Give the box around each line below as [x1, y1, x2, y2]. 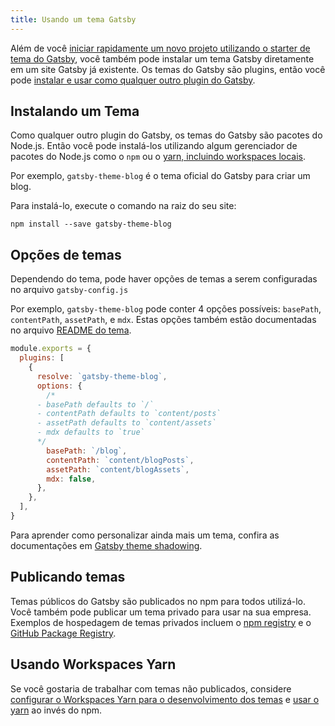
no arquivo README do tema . [10, 324, 132, 336]
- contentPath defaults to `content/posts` [36, 409, 222, 419]
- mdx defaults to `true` [36, 427, 145, 438]
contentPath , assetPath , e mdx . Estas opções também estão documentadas [10, 314, 317, 326]
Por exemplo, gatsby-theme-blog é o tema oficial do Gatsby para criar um [10, 170, 311, 182]
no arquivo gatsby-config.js [10, 284, 129, 296]
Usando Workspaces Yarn [10, 656, 177, 673]
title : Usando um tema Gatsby [10, 14, 137, 25]
